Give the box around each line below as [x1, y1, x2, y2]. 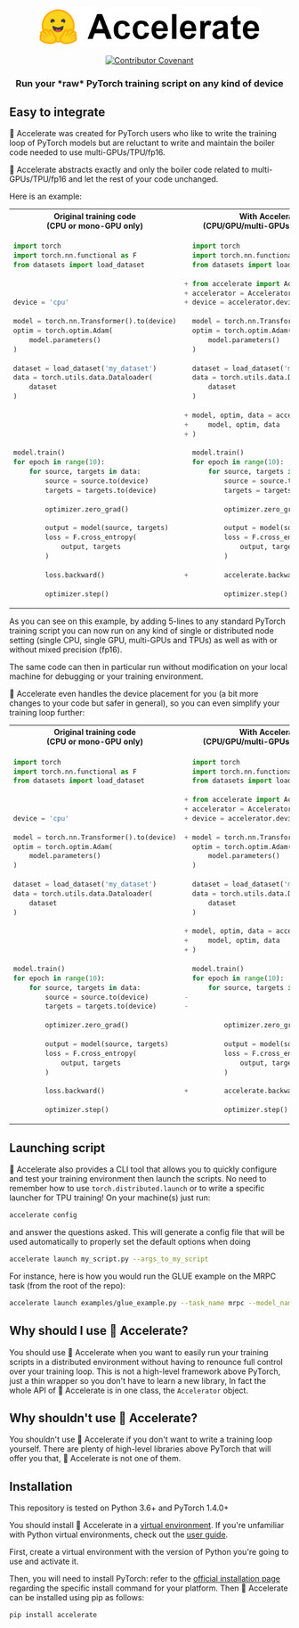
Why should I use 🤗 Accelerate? [9, 1323, 189, 1338]
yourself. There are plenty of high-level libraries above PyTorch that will [9, 1444, 271, 1454]
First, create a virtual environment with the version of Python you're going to [9, 1547, 289, 1558]
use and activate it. [9, 1556, 79, 1567]
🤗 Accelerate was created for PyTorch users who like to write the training [9, 128, 278, 139]
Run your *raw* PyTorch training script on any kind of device [15, 77, 284, 89]
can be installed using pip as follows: [9, 1592, 145, 1603]
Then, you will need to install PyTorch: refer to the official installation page [9, 1574, 280, 1584]
